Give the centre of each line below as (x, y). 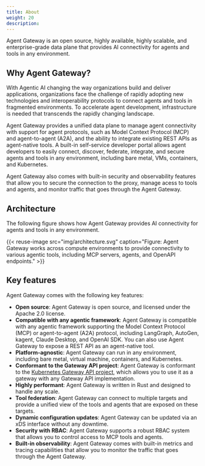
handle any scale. (37, 391)
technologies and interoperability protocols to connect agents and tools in (99, 101)
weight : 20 (20, 18)
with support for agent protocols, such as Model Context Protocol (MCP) (98, 132)
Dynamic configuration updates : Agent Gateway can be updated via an (106, 417)
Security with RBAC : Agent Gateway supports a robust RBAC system (102, 430)
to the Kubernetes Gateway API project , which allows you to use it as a (104, 372)
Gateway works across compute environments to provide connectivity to (98, 248)
